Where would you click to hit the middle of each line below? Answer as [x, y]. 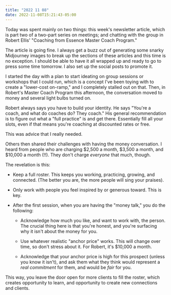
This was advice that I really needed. [44, 134]
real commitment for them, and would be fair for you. [76, 267]
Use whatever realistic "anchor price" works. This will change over [90, 241]
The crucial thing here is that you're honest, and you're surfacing [89, 226]
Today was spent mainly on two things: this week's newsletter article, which [85, 29]
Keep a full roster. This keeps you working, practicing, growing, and [84, 175]
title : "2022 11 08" [27, 10]
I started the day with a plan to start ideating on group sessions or [75, 76]
